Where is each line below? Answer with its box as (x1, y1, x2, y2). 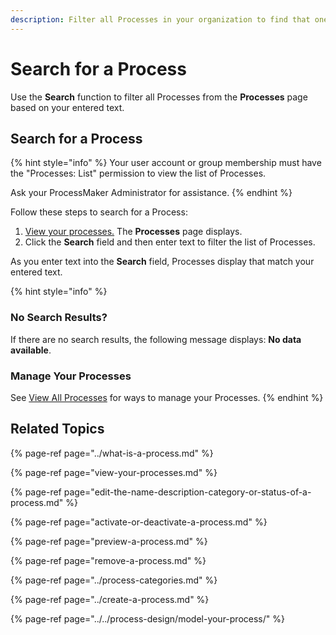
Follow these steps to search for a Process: (10, 206, 188, 218)
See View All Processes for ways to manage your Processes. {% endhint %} (10, 391, 324, 403)
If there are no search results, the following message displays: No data (10, 333, 302, 345)
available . (10, 344, 52, 356)
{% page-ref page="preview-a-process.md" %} (10, 535, 208, 547)
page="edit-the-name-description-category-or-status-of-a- (63, 486, 312, 498)
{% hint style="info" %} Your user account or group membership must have (10, 157, 322, 169)
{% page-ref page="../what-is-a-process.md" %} (10, 447, 214, 459)
